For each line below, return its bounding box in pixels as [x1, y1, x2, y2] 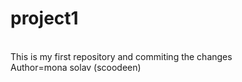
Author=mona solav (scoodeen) [10, 61, 142, 73]
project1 [10, 7, 79, 30]
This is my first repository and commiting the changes [10, 50, 233, 62]
